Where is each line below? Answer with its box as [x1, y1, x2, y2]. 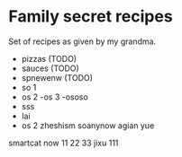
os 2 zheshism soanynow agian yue [21, 119, 155, 131]
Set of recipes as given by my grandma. [8, 36, 157, 47]
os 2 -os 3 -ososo [21, 92, 89, 102]
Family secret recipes [8, 6, 173, 27]
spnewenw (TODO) [21, 72, 94, 83]
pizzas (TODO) [21, 53, 77, 64]
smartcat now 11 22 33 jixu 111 [8, 137, 119, 148]
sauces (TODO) [21, 63, 80, 74]
